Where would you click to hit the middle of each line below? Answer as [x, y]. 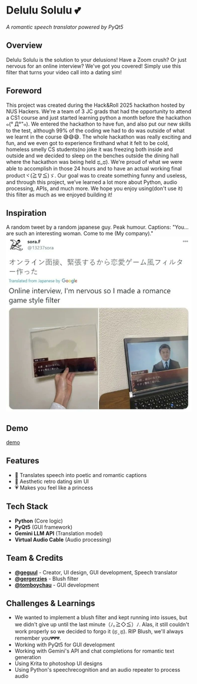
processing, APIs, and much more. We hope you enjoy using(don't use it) [95, 188]
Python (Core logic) [39, 521]
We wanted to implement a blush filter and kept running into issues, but [101, 617]
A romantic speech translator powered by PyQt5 [65, 27]
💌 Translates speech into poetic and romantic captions [81, 475]
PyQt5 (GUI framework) [43, 527]
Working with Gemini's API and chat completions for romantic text [94, 651]
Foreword [24, 91]
